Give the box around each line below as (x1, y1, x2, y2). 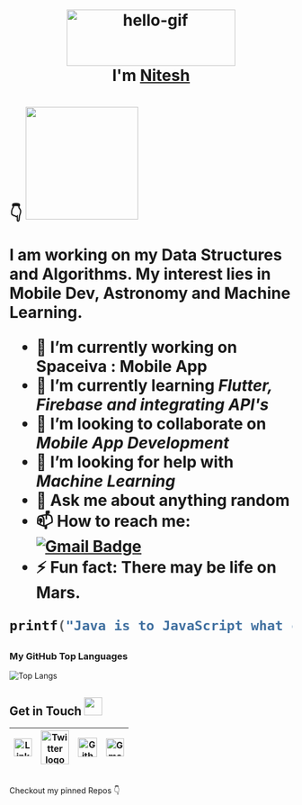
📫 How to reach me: (35, 511, 191, 531)
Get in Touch (9, 703, 83, 719)
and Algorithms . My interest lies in (9, 264, 271, 285)
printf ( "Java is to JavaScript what (9, 618, 284, 635)
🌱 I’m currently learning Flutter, (35, 375, 272, 396)
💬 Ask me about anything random (35, 491, 290, 511)
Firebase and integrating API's (35, 394, 270, 415)
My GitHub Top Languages (9, 650, 129, 663)
